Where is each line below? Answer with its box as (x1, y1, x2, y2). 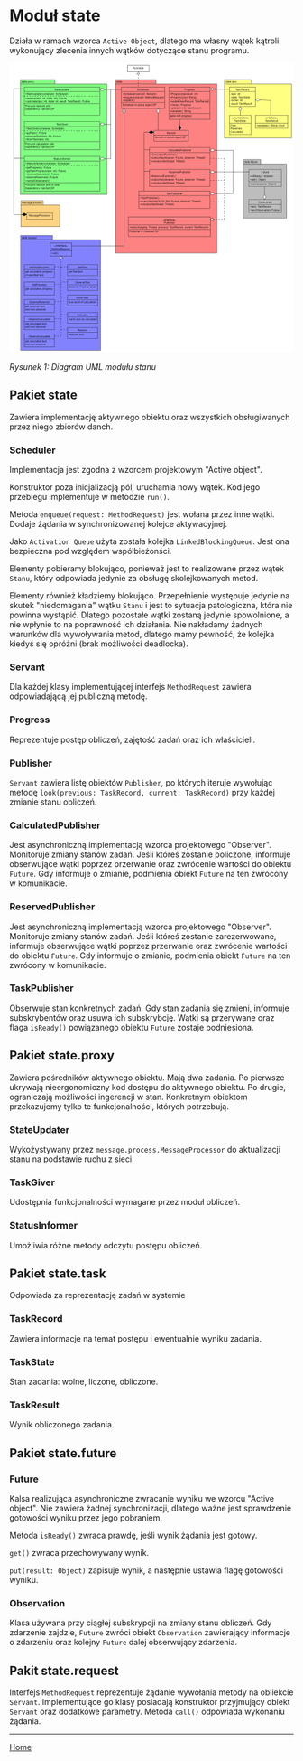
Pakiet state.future (9, 1446, 117, 1461)
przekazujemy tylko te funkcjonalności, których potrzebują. (9, 1100, 230, 1112)
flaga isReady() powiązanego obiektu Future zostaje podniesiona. (9, 1022, 254, 1032)
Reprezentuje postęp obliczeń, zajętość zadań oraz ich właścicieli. (9, 734, 255, 745)
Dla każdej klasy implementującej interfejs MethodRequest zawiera (9, 682, 252, 692)
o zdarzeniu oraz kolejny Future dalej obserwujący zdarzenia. (9, 1637, 238, 1648)
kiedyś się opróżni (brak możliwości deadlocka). (9, 638, 188, 649)
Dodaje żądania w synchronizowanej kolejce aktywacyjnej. (9, 519, 228, 530)
